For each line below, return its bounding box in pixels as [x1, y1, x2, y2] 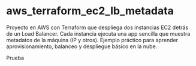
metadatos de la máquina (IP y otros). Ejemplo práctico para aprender [6, 36, 179, 43]
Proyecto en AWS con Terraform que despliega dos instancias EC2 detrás [6, 24, 189, 31]
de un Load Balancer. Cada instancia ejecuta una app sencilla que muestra [6, 30, 191, 37]
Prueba [6, 54, 25, 61]
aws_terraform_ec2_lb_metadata [6, 4, 174, 18]
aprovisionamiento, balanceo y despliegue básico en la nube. [6, 43, 158, 50]
